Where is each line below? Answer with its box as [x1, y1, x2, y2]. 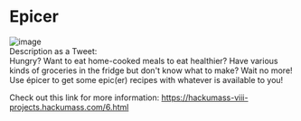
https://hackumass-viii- [161, 92, 249, 103]
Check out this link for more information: [9, 92, 160, 103]
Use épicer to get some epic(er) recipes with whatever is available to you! [9, 74, 284, 85]
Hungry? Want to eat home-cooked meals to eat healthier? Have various [9, 55, 278, 66]
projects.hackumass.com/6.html [9, 101, 129, 112]
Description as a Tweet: [9, 45, 98, 56]
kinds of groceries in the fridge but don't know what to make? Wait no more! [9, 65, 293, 76]
